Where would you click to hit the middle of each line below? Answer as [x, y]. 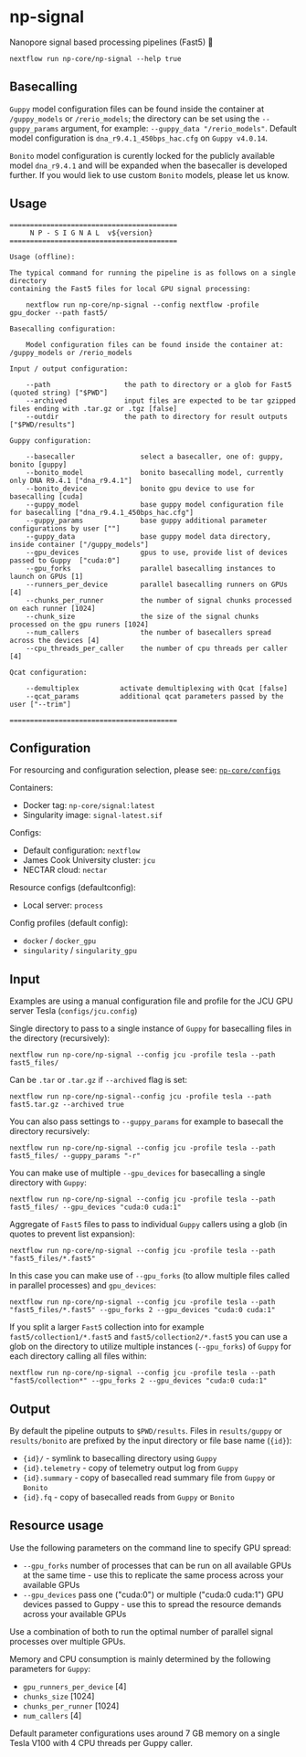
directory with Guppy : [48, 1183]
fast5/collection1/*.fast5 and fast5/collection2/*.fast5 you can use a [148, 1337]
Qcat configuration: [49, 672]
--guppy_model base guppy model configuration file [155, 504]
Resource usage [57, 1526]
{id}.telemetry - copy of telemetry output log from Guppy [131, 1468]
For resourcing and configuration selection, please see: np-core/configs [145, 770]
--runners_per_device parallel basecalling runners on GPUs [157, 584]
